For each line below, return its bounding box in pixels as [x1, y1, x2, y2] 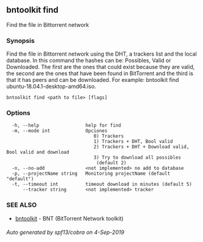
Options [6, 109, 30, 117]
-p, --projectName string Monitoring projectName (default [12, 170, 171, 177]
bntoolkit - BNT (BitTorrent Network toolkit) [15, 215, 124, 222]
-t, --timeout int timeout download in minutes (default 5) [12, 182, 192, 188]
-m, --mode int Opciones [12, 128, 108, 134]
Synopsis [6, 36, 35, 45]
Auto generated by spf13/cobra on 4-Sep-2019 [6, 229, 125, 236]
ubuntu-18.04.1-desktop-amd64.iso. [6, 82, 96, 90]
